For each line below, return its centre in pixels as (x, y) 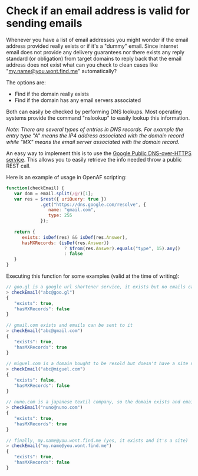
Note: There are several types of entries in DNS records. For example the (95, 129)
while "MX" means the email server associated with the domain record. (93, 142)
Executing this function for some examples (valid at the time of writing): (93, 276)
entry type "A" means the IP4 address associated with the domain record (95, 135)
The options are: (26, 82)
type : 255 (60, 216)
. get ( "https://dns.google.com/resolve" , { (93, 205)
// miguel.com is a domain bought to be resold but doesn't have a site (97, 364)
